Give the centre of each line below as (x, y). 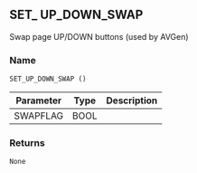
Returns (27, 143)
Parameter (39, 101)
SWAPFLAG (39, 116)
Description (132, 101)
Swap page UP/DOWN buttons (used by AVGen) (99, 36)
